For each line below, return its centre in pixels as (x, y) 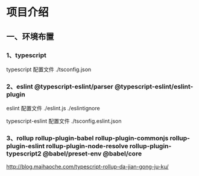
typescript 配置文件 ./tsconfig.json (49, 69)
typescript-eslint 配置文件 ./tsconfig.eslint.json (64, 121)
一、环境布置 (30, 36)
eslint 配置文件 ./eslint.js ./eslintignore (53, 108)
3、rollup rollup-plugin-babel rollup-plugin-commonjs (87, 138)
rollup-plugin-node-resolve (87, 146)
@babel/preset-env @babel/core (92, 154)
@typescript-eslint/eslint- (154, 86)
